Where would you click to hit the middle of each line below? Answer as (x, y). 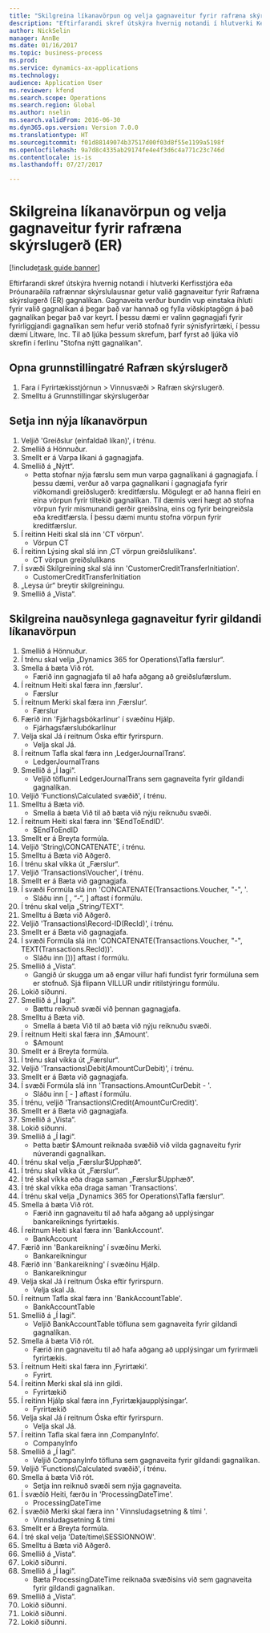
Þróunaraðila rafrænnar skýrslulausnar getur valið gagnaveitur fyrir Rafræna (134, 292)
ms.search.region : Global (52, 105)
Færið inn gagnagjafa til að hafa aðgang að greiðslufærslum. (132, 676)
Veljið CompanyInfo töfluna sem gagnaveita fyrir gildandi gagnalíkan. (146, 1460)
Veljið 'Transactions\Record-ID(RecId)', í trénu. (97, 924)
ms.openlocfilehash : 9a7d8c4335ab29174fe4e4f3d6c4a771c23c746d (117, 150)
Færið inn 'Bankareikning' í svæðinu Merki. (91, 1247)
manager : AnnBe (34, 38)
